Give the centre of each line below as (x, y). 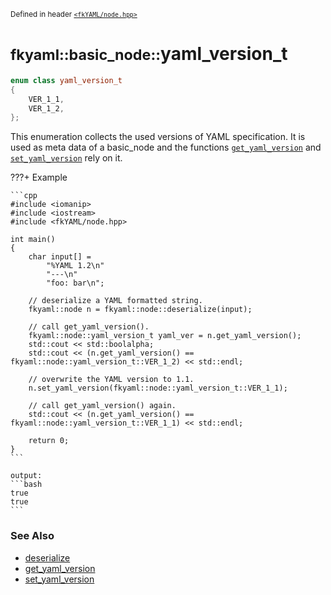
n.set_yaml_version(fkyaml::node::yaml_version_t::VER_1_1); (158, 388)
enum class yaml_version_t (66, 80)
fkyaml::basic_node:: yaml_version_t (149, 54)
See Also (32, 536)
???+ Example (39, 177)
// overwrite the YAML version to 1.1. (111, 380)
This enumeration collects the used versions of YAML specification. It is (158, 137)
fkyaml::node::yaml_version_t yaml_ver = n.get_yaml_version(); (165, 336)
